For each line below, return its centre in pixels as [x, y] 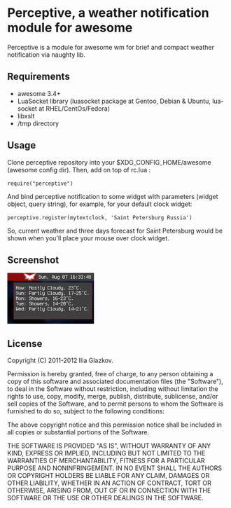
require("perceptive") [40, 184]
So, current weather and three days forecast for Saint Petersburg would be [115, 231]
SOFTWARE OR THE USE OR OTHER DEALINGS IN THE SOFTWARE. [105, 498]
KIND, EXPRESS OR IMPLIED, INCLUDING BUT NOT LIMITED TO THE [106, 453]
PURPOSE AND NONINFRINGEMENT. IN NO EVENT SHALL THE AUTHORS [115, 468]
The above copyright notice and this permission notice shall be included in [114, 425]
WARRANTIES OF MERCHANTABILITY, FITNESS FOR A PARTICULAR [106, 461]
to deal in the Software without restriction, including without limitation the [113, 389]
